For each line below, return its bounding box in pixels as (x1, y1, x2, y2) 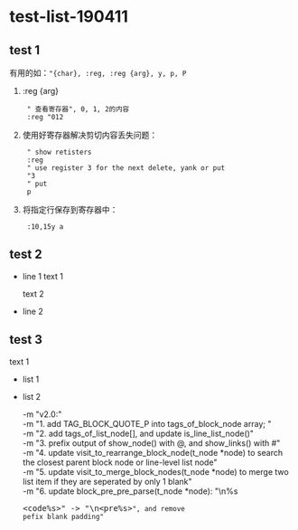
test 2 (9, 247, 42, 262)
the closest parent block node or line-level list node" (22, 457, 218, 468)
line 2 (22, 306, 43, 317)
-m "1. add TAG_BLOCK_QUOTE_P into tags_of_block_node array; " (22, 418, 272, 429)
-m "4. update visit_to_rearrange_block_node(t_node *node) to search (22, 447, 283, 458)
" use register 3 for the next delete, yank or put (26, 164, 226, 173)
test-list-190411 (9, 6, 129, 27)
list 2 (22, 391, 42, 402)
